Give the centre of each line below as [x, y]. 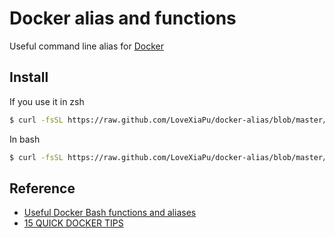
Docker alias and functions [123, 18]
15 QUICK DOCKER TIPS [73, 223]
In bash [25, 139]
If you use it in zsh [47, 101]
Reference [42, 188]
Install [29, 77]
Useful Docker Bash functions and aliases [110, 213]
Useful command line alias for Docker [86, 46]
